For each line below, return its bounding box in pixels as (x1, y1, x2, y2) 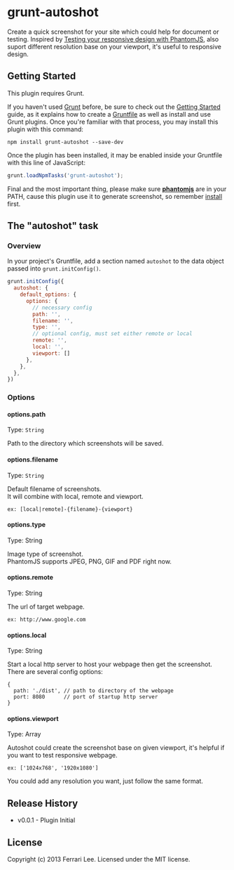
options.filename (7, 455, 58, 464)
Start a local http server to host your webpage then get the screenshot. (7, 660, 212, 668)
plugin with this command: (7, 124, 84, 134)
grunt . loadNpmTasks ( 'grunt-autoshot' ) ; (7, 171, 124, 179)
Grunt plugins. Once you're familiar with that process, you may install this (7, 117, 219, 126)
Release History (7, 797, 78, 809)
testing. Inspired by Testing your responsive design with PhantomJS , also (7, 34, 219, 43)
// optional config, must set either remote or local (32, 330, 193, 337)
